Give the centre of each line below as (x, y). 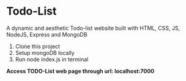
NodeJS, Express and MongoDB (47, 34)
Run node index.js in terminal (52, 59)
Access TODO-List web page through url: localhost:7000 (80, 71)
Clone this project (37, 46)
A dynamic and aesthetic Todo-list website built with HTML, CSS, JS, (93, 28)
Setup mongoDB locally (45, 52)
